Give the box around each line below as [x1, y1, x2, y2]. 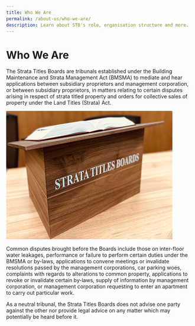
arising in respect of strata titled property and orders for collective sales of [6, 93, 188, 100]
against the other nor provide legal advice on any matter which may [6, 307, 171, 314]
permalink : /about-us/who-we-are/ [6, 15, 92, 22]
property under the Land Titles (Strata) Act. [6, 99, 112, 106]
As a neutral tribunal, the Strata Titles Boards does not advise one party [6, 301, 181, 308]
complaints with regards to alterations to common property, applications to [6, 270, 188, 277]
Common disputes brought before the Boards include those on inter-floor [6, 246, 184, 253]
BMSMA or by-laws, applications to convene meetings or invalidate [6, 258, 170, 265]
